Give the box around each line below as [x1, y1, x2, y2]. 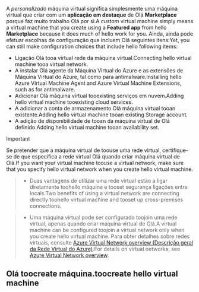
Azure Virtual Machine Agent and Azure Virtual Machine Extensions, [14, 80, 182, 87]
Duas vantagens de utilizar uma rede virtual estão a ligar [29, 177, 168, 184]
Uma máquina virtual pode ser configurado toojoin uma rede [29, 214, 178, 221]
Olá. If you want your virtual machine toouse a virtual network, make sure [6, 160, 184, 166]
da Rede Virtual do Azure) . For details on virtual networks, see [29, 246, 181, 252]
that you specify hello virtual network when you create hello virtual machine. [6, 166, 193, 173]
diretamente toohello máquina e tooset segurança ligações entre [29, 183, 188, 191]
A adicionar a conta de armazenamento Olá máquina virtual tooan [14, 105, 176, 112]
